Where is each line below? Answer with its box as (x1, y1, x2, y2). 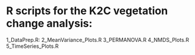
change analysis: (6, 17, 93, 30)
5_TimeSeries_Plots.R (6, 43, 59, 50)
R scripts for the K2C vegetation (6, 4, 168, 18)
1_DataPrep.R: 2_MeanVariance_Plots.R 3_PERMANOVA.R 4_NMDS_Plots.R (6, 36, 189, 43)
